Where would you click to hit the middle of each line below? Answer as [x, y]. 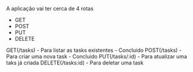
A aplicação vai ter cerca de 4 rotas [50, 9]
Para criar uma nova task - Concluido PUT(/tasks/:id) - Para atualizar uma [97, 56]
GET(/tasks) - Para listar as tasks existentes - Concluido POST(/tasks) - [94, 50]
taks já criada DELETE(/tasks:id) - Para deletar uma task [75, 63]
